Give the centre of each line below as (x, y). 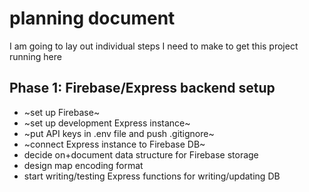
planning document (92, 18)
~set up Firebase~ (62, 112)
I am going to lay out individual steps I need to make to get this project (154, 46)
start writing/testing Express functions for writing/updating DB (152, 176)
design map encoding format (83, 165)
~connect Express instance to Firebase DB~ (114, 144)
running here (35, 56)
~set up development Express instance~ (107, 123)
